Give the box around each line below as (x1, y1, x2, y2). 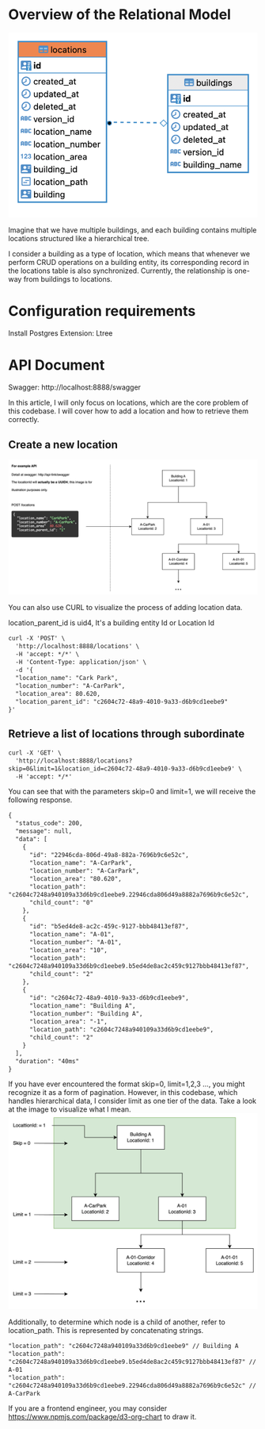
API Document (8, 356, 105, 375)
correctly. (8, 415, 40, 424)
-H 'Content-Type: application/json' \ (15, 658, 147, 666)
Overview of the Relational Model (8, 6, 232, 24)
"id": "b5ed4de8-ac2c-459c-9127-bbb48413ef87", (28, 923, 190, 931)
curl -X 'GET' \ (8, 749, 62, 757)
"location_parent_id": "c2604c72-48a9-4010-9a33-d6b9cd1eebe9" (15, 697, 228, 705)
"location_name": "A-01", (28, 931, 115, 939)
